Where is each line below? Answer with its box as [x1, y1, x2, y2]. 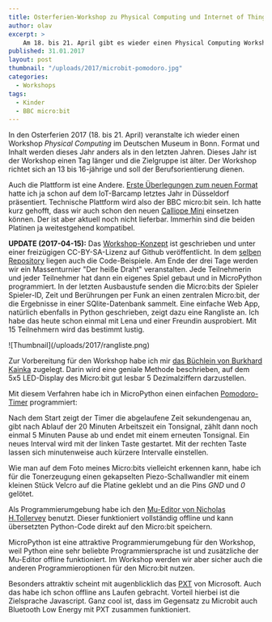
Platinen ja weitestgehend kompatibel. [8, 223, 135, 233]
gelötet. [8, 489, 34, 499]
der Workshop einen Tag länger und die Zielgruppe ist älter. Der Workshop [8, 156, 257, 166]
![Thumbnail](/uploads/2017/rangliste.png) [8, 341, 150, 350]
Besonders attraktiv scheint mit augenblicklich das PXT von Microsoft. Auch [8, 579, 261, 589]
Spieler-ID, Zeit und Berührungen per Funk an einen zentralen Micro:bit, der [8, 290, 261, 300]
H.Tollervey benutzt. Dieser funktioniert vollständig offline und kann [8, 514, 234, 523]
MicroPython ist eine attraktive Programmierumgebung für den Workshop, [8, 538, 256, 548]
